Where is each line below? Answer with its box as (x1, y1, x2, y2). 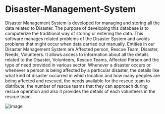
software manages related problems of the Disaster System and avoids (5, 36, 150, 42)
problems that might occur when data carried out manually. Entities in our (5, 41, 155, 47)
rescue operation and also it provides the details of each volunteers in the (5, 88, 156, 94)
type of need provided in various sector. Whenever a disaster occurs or (5, 62, 151, 68)
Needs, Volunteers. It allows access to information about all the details (5, 51, 149, 57)
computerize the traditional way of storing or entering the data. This (5, 30, 144, 36)
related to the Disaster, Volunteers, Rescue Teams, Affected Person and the (5, 57, 159, 62)
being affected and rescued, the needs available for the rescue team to (5, 78, 150, 84)
